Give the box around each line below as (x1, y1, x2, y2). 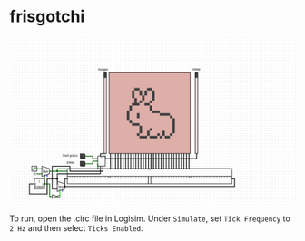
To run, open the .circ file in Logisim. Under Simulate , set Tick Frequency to (9, 213, 290, 224)
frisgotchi (9, 6, 85, 27)
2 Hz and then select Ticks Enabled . (9, 223, 143, 234)
